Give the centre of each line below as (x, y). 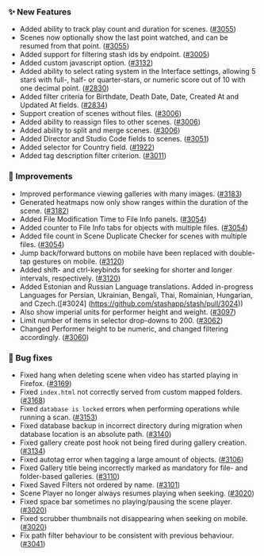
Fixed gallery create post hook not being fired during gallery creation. (133, 442)
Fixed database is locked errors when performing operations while (130, 408)
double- (243, 253)
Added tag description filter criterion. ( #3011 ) (93, 156)
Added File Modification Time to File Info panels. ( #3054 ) (113, 219)
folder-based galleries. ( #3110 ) (70, 476)
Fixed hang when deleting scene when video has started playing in (129, 375)
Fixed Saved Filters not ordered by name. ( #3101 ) (100, 485)
